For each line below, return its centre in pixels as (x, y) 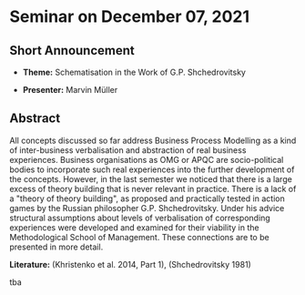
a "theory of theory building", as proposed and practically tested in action (147, 198)
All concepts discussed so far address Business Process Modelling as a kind (153, 140)
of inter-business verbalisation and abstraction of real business (128, 150)
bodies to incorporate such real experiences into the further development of (152, 169)
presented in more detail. (56, 247)
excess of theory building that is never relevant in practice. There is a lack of (153, 188)
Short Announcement (72, 51)
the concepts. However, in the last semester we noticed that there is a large (151, 178)
